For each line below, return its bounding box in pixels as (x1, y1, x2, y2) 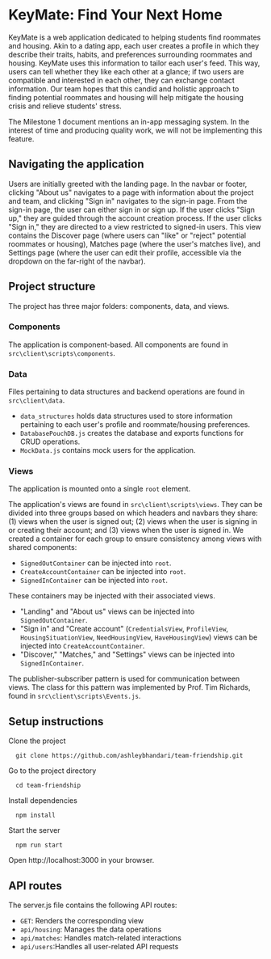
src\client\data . (8, 395, 65, 405)
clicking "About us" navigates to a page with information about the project (8, 188, 254, 197)
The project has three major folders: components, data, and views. (8, 301, 230, 311)
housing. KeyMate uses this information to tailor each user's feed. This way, (8, 58, 261, 68)
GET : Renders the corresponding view (19, 916, 144, 926)
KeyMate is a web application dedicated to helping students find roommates (8, 32, 261, 42)
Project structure (8, 280, 96, 294)
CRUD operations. (19, 437, 81, 446)
